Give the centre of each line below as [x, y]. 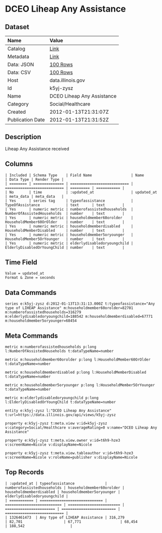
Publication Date [26, 120]
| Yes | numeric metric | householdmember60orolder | [69, 218]
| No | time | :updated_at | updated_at [81, 192]
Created [17, 112]
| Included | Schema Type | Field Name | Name [75, 175]
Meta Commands [32, 335]
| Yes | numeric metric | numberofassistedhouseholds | [69, 209]
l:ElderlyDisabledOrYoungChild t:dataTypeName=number [61, 402]
